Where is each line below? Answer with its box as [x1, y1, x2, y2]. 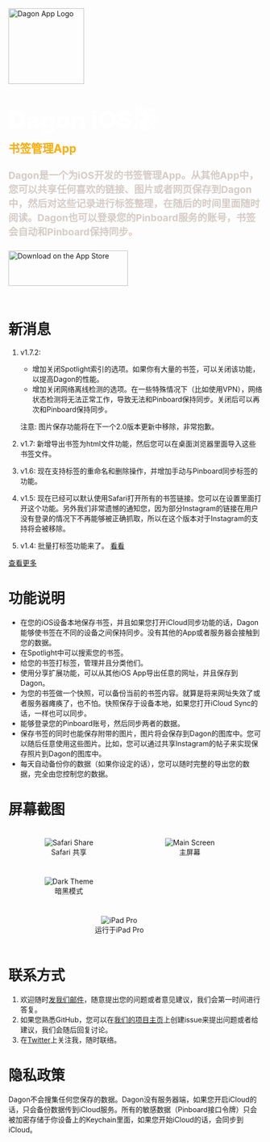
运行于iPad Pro [94, 925, 144, 934]
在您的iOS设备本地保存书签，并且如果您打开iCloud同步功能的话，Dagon [19, 617, 260, 627]
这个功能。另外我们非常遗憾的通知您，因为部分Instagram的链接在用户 [27, 503, 259, 513]
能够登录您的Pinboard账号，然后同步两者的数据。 [19, 718, 185, 728]
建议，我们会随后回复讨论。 [19, 1025, 113, 1035]
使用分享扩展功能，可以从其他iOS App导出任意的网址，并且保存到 [19, 668, 239, 678]
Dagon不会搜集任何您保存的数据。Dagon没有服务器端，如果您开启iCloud [8, 1094, 250, 1104]
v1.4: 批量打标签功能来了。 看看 [19, 540, 125, 550]
